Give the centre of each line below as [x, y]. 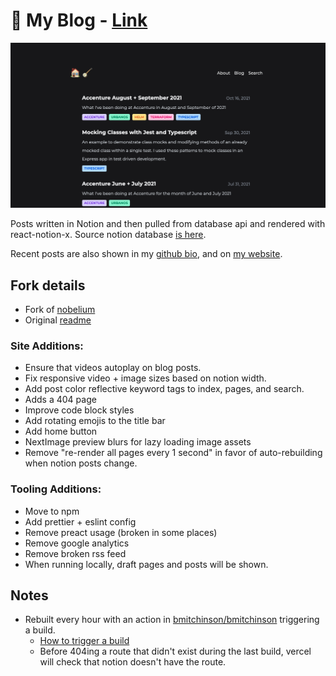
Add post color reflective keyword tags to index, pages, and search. [164, 389]
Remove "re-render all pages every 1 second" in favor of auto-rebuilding [173, 453]
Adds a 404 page [60, 400]
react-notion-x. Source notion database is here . [108, 235]
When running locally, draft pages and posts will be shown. [146, 564]
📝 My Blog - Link [79, 20]
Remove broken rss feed [75, 553]
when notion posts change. [81, 463]
